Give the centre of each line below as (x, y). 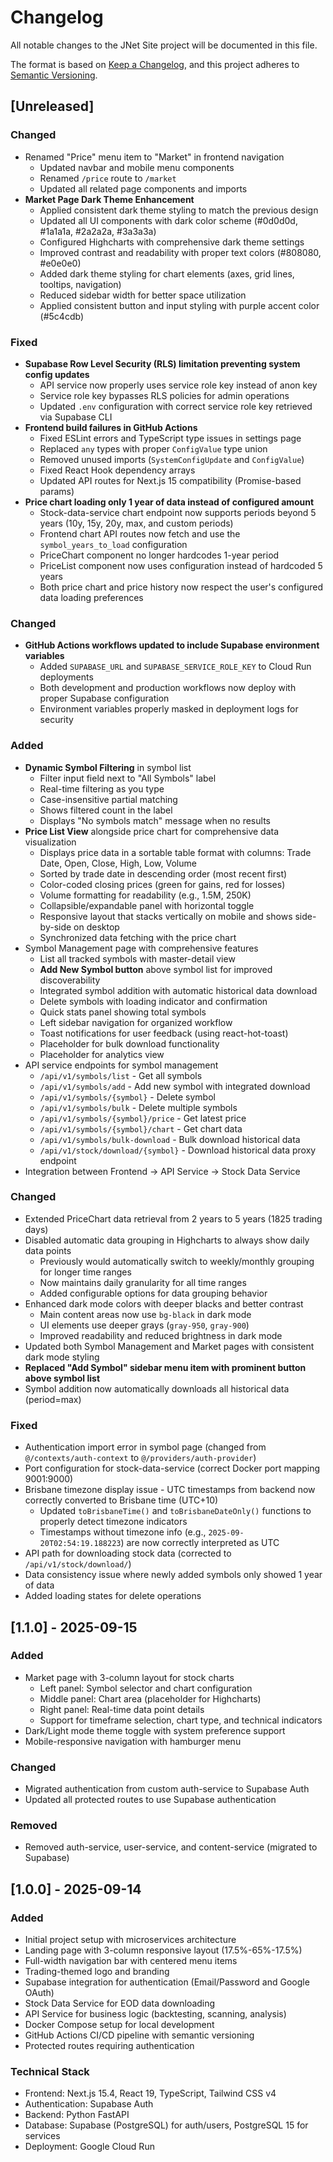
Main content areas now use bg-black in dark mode (145, 1314)
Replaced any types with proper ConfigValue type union (153, 448)
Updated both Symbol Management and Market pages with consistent (169, 1346)
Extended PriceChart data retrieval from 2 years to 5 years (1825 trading (173, 1218)
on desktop (96, 927)
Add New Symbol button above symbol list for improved (156, 969)
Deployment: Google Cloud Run (89, 2147)
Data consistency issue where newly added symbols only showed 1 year (173, 1575)
